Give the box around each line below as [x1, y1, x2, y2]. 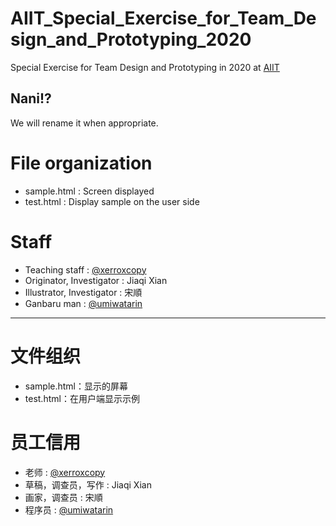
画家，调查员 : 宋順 [24, 491, 103, 503]
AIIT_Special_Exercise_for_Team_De [10, 7, 317, 30]
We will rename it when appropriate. [10, 117, 159, 129]
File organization [10, 152, 153, 174]
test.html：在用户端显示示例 [24, 392, 140, 404]
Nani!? [10, 90, 52, 107]
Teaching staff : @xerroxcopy [24, 263, 147, 276]
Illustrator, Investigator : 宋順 [24, 286, 143, 298]
